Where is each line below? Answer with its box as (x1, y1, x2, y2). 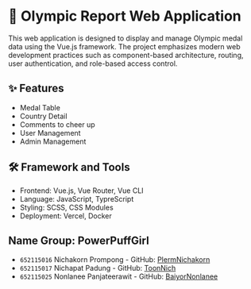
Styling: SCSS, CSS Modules (19, 202, 114, 212)
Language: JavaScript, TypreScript (19, 194, 134, 203)
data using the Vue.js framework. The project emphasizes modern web (8, 41, 241, 51)
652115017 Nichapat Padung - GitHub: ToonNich (19, 264, 176, 273)
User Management (19, 128, 81, 137)
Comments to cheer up (19, 119, 95, 129)
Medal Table (19, 102, 61, 112)
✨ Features (8, 82, 64, 95)
